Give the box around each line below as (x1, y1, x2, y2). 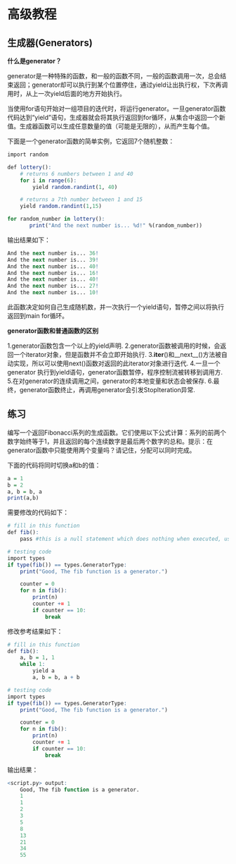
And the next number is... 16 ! (7, 269, 99, 276)
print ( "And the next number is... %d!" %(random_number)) (29, 222, 202, 229)
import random (7, 151, 49, 158)
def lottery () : (7, 164, 52, 171)
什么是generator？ (7, 57, 62, 65)
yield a (32, 667, 55, 674)
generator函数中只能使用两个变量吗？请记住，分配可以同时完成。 (7, 446, 196, 454)
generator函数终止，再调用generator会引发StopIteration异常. (19, 386, 195, 394)
